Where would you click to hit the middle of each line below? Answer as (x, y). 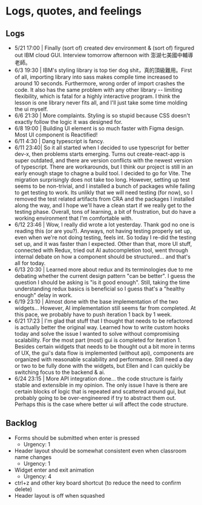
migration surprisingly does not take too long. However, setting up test (102, 180)
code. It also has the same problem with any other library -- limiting (98, 90)
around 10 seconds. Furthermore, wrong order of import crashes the (99, 83)
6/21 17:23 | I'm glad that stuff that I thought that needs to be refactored (103, 321)
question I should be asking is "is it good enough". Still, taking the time (102, 282)
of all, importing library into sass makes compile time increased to (96, 77)
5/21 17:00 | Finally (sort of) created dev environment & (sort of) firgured (104, 48)
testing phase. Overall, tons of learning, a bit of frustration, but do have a (105, 212)
